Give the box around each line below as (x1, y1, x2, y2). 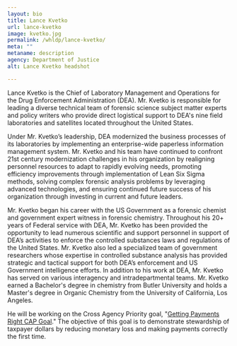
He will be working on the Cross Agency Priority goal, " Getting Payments (7, 309, 220, 318)
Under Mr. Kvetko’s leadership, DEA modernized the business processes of (7, 132, 226, 141)
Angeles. (7, 296, 33, 304)
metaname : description (7, 50, 74, 57)
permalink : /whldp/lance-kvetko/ (7, 37, 106, 44)
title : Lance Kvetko (7, 17, 69, 24)
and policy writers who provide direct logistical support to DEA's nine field (7, 111, 223, 119)
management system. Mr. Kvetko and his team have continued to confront (7, 147, 223, 155)
